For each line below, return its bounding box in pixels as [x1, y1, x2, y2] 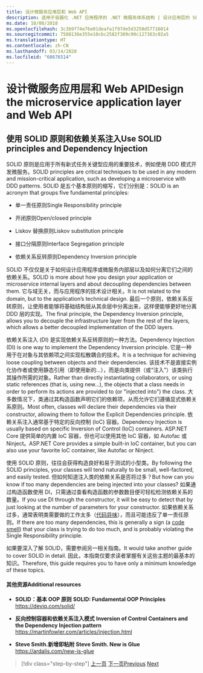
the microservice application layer [6, 95, 182, 109]
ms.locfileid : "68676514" [6, 54, 71, 60]
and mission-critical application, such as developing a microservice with [6, 175, 186, 182]
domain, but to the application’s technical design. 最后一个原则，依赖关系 [6, 295, 188, 302]
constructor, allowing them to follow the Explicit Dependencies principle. [6, 410, 186, 418]
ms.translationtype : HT [6, 37, 66, 43]
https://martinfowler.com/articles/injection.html [14, 628, 132, 635]
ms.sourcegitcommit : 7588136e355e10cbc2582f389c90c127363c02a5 [6, 32, 169, 38]
